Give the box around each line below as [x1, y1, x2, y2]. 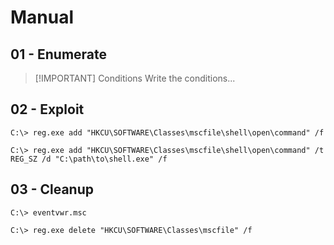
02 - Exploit [10, 101, 85, 118]
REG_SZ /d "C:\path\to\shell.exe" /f [10, 154, 168, 164]
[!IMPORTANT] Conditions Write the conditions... [34, 72, 236, 84]
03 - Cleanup [10, 181, 95, 198]
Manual [10, 6, 75, 29]
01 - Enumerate [10, 46, 108, 63]
